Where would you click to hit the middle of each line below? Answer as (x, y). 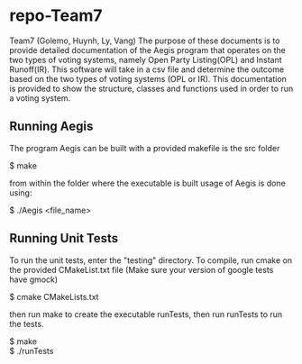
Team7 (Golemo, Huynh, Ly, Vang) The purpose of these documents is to (145, 41)
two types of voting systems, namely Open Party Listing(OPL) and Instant (146, 59)
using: (21, 192)
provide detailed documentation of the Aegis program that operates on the (147, 50)
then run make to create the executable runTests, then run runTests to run (146, 314)
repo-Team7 (56, 16)
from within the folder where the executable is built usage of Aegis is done (147, 183)
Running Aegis (51, 127)
